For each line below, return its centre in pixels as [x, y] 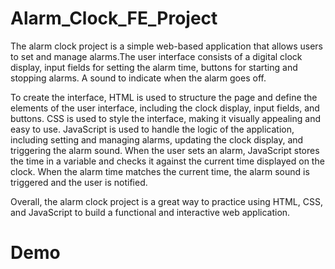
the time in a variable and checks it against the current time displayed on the [167, 161]
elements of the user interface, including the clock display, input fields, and [165, 108]
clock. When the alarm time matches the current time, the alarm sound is [160, 171]
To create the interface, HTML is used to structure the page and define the [164, 97]
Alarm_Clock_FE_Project [114, 18]
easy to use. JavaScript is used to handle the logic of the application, [152, 129]
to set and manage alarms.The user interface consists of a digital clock [156, 56]
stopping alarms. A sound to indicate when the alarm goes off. [138, 78]
